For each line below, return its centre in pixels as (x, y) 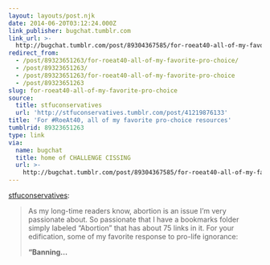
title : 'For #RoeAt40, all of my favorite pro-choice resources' (120, 120)
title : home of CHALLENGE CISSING (73, 157)
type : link (27, 135)
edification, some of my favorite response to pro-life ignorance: (133, 236)
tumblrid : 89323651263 (46, 128)
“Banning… (48, 252)
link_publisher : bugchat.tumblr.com (70, 31)
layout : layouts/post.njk (51, 16)
